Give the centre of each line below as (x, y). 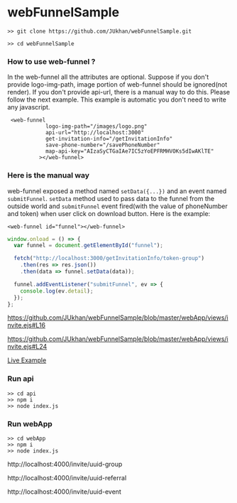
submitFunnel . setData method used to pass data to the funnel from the (111, 198)
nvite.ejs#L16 (27, 325)
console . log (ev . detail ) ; (57, 291)
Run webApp (30, 423)
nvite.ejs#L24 (27, 347)
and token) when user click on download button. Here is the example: (109, 213)
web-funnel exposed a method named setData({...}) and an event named (117, 191)
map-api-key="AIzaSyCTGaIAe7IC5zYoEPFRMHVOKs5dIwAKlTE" (129, 151)
